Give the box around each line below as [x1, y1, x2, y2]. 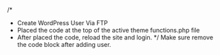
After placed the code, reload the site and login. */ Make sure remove [16, 33, 214, 41]
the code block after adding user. [16, 41, 111, 48]
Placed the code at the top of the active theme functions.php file [16, 26, 201, 34]
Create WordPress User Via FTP [16, 19, 108, 26]
